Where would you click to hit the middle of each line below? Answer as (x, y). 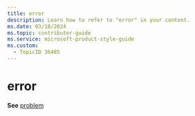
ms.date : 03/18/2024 (37, 26)
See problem (26, 105)
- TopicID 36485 (37, 52)
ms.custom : (23, 46)
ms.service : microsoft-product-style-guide (71, 39)
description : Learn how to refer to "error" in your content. (99, 20)
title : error (26, 13)
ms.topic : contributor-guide (49, 33)
